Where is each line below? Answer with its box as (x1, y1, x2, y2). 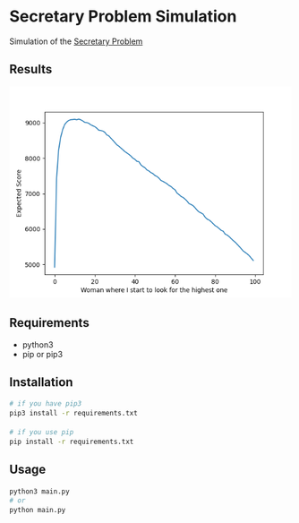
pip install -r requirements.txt (9, 437, 134, 446)
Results (9, 62, 53, 77)
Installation (9, 374, 73, 390)
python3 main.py (9, 486, 70, 496)
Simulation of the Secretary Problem (9, 36, 143, 47)
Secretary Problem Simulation (9, 6, 237, 27)
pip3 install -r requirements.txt (9, 409, 139, 418)
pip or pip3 (21, 348, 64, 359)
